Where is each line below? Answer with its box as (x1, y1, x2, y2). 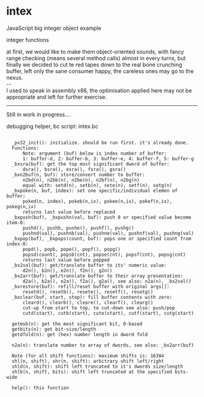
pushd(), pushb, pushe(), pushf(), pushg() (22, 225, 135, 231)
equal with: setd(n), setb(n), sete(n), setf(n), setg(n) (22, 182, 172, 188)
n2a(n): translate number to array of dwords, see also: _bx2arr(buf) (12, 342, 194, 348)
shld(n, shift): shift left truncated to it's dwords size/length (12, 364, 183, 370)
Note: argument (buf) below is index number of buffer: (22, 150, 167, 156)
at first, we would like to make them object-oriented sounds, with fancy (6, 47, 184, 55)
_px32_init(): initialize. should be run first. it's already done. (12, 139, 189, 146)
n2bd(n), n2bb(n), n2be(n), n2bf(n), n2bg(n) (22, 177, 140, 183)
